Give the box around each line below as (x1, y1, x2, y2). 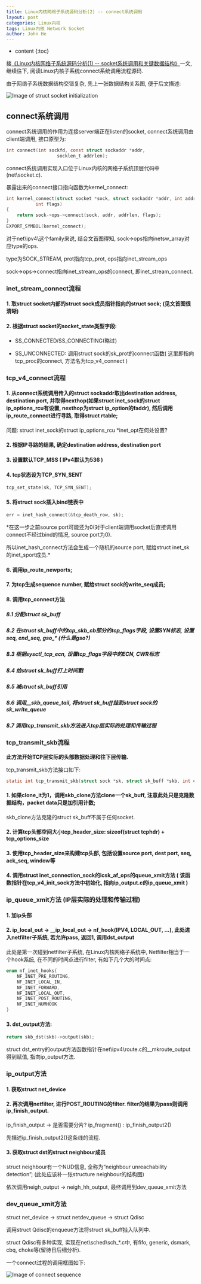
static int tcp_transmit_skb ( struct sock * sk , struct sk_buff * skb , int (6, 778, 191, 784)
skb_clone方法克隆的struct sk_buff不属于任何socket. (6, 813, 135, 820)
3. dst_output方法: (6, 1020, 52, 1028)
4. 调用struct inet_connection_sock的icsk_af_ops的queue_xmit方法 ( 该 (6, 872, 185, 879)
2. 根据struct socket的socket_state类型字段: (6, 323, 117, 330)
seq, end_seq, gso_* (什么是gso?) (6, 634, 91, 641)
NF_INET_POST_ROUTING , (17, 995, 73, 1002)
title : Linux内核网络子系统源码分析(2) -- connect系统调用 (6, 8, 143, 15)
